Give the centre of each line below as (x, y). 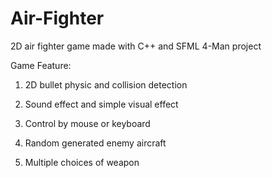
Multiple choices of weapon (82, 162)
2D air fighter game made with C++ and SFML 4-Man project (136, 46)
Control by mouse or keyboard (87, 123)
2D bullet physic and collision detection (106, 84)
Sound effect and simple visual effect (101, 104)
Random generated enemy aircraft (95, 143)
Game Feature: (41, 65)
